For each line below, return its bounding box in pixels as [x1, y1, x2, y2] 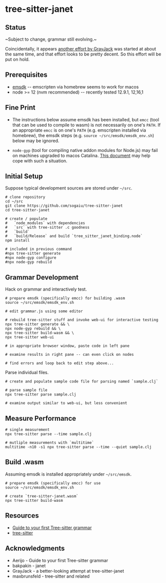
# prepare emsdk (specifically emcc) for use [5, 481, 101, 486]
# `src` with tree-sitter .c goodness [5, 225, 90, 230]
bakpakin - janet [12, 563, 46, 569]
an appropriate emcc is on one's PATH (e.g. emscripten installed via [12, 127, 146, 133]
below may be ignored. [12, 138, 59, 144]
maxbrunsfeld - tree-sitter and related [12, 573, 90, 579]
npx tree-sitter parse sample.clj [5, 392, 77, 397]
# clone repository [5, 194, 46, 200]
